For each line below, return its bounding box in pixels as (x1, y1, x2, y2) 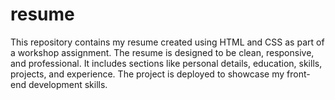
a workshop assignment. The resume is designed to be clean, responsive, (10, 46, 315, 58)
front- (286, 68, 311, 80)
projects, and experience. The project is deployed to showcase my (10, 68, 285, 80)
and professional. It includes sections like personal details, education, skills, (10, 57, 323, 69)
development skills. (28, 78, 108, 90)
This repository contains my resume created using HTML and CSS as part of (10, 36, 325, 48)
